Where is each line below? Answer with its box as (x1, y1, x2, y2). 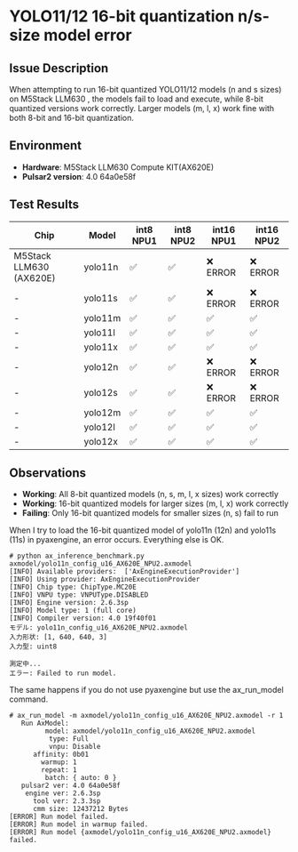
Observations (9, 465, 87, 481)
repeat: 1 (41, 766, 77, 775)
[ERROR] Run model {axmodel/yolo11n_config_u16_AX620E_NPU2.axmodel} (9, 828, 272, 837)
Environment (9, 138, 82, 153)
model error (43, 25, 132, 45)
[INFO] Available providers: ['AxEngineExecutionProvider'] (9, 567, 240, 576)
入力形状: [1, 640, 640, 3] (9, 633, 108, 642)
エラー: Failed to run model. (9, 669, 117, 678)
